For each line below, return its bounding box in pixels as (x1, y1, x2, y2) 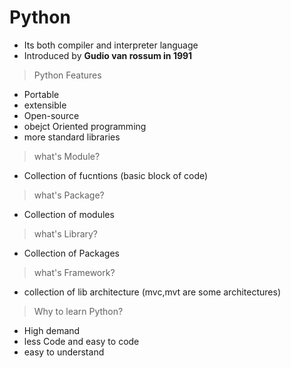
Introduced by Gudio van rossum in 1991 (23, 49, 193, 61)
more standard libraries (23, 131, 121, 143)
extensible (23, 99, 67, 111)
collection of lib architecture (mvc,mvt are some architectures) (23, 286, 281, 298)
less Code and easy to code (23, 335, 140, 347)
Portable (23, 88, 60, 100)
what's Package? (33, 189, 105, 201)
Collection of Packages (23, 247, 120, 259)
